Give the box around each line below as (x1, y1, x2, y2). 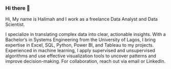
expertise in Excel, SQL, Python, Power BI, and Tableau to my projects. (5, 42, 154, 48)
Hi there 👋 (5, 5, 31, 12)
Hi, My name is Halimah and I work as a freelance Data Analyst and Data (5, 16, 158, 22)
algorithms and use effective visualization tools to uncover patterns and (5, 53, 156, 59)
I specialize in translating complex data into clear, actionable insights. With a (5, 31, 166, 38)
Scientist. (5, 21, 25, 27)
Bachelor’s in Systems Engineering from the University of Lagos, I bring (5, 37, 156, 43)
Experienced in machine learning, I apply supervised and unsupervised (5, 48, 155, 54)
